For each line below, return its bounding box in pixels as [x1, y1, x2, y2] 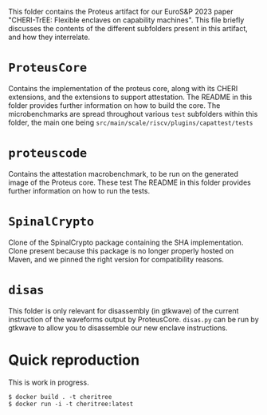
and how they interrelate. [8, 32, 90, 42]
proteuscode [8, 146, 88, 161]
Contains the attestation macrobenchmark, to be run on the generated [8, 169, 239, 178]
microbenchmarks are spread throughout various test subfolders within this [8, 109, 258, 118]
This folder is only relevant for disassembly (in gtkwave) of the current [8, 305, 239, 315]
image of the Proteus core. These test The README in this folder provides [8, 178, 251, 187]
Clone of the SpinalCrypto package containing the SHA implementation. [8, 237, 244, 247]
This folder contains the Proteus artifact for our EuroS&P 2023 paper [8, 7, 234, 16]
